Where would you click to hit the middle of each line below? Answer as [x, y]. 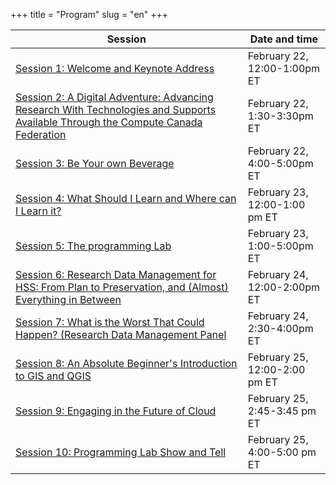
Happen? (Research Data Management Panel [121, 334]
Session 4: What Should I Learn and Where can [126, 198]
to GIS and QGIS [53, 376]
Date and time [284, 39]
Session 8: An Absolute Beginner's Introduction [126, 363]
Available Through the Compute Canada [109, 122]
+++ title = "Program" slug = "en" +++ [89, 14]
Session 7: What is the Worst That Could [110, 322]
